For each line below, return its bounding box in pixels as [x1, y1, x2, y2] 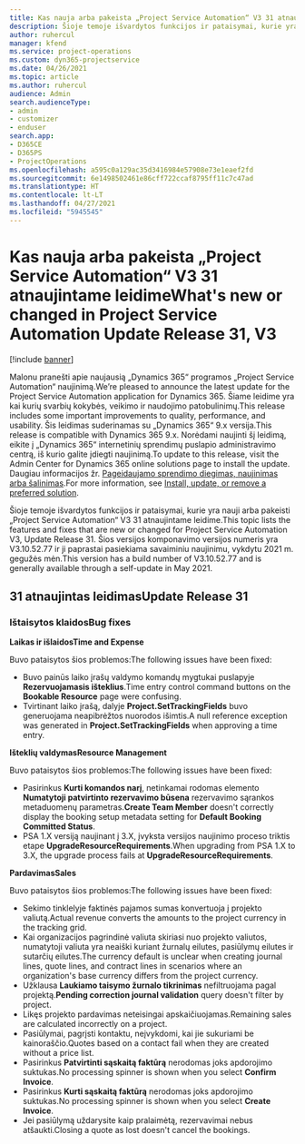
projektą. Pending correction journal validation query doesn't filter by [22, 990, 284, 1001]
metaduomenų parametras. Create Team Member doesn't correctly [22, 802, 274, 813]
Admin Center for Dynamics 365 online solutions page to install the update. [9, 458, 290, 468]
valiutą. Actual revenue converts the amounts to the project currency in [22, 912, 287, 923]
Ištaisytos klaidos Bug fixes [9, 616, 132, 628]
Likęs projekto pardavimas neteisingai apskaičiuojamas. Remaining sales [22, 1009, 292, 1020]
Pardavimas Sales [9, 868, 77, 879]
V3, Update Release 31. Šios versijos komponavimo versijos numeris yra [9, 533, 279, 545]
